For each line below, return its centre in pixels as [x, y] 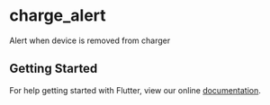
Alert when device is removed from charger [90, 40]
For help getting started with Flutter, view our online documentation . [135, 90]
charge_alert [58, 16]
